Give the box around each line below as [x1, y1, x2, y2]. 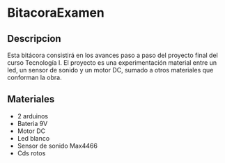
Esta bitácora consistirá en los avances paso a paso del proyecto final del [7, 51, 218, 59]
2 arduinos [17, 111, 49, 120]
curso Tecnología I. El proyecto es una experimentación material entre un [7, 59, 217, 67]
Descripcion [7, 33, 61, 45]
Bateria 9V [17, 119, 48, 127]
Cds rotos [17, 148, 46, 157]
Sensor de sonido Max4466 [17, 141, 98, 150]
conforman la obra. [7, 73, 62, 81]
